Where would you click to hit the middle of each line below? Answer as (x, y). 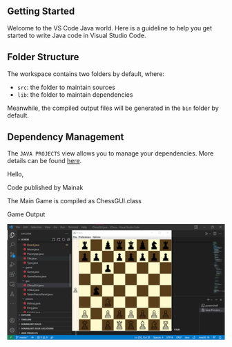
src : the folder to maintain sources (66, 87)
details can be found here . (45, 161)
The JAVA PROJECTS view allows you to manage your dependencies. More (110, 153)
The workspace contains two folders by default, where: (86, 74)
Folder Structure (43, 57)
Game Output (26, 214)
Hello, (16, 174)
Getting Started (41, 11)
